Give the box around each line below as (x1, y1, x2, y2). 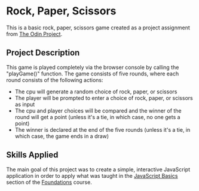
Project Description (6, 48, 80, 58)
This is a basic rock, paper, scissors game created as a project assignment (6, 24, 190, 31)
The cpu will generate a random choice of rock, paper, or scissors (14, 88, 177, 95)
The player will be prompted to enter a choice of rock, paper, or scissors (14, 94, 193, 101)
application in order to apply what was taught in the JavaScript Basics (6, 172, 178, 179)
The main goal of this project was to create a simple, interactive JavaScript (6, 166, 191, 173)
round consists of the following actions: (6, 76, 103, 83)
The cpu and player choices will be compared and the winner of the (14, 107, 182, 114)
